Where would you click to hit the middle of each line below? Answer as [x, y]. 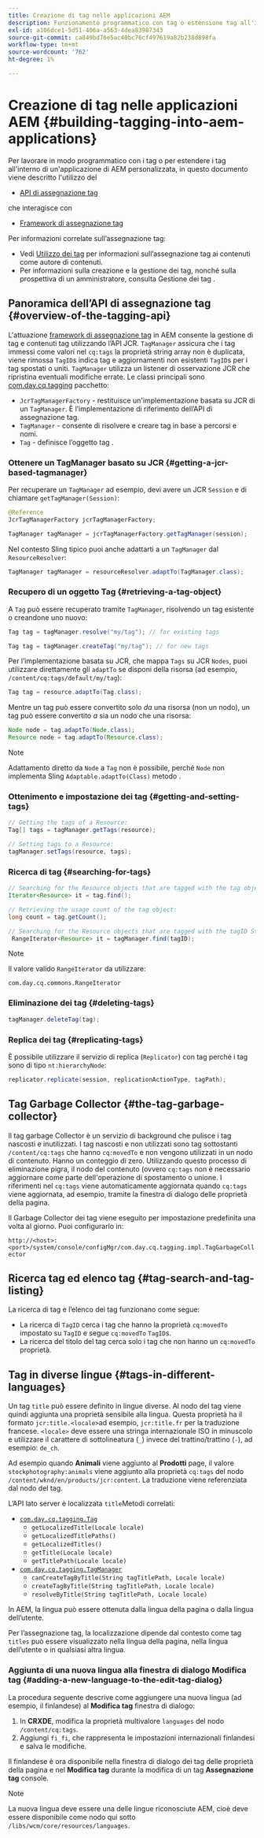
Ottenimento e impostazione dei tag [78, 796]
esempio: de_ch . [34, 1448]
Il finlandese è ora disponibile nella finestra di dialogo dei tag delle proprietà [131, 1761]
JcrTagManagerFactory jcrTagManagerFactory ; [82, 520]
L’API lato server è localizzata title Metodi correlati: [92, 1504]
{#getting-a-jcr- [197, 462]
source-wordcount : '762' [49, 52]
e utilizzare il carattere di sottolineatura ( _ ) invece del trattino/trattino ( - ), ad [130, 1439]
